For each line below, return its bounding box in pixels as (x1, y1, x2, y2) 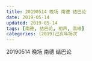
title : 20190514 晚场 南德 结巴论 (6, 8, 87, 15)
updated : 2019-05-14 (6, 20, 58, 26)
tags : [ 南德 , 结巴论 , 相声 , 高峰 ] (6, 25, 85, 32)
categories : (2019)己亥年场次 (6, 31, 78, 37)
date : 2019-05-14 (6, 14, 50, 20)
